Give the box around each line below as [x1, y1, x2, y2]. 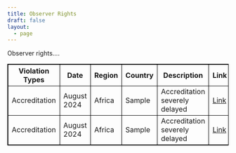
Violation [18, 66, 50, 76]
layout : [7, 23, 30, 30]
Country [125, 71, 154, 81]
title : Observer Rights [7, 10, 77, 18]
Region [93, 71, 119, 81]
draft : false [7, 17, 46, 24]
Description [162, 71, 204, 81]
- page [13, 29, 33, 37]
